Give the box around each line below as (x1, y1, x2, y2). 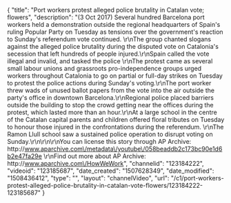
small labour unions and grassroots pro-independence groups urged (7, 65, 202, 72)
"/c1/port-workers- (170, 174, 224, 182)
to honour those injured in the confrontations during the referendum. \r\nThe (7, 123, 224, 131)
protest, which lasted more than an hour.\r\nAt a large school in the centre (7, 108, 217, 116)
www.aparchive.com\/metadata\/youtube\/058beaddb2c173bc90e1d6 (24, 145, 223, 153)
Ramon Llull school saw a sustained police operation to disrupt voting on (7, 130, 213, 138)
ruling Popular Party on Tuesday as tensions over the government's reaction (7, 28, 223, 36)
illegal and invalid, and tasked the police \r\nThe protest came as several (7, 57, 213, 65)
